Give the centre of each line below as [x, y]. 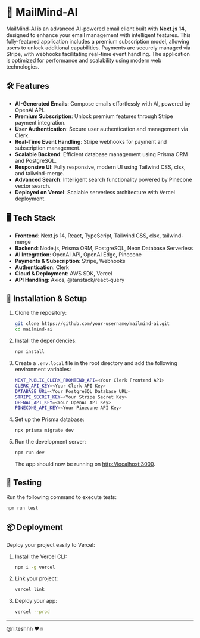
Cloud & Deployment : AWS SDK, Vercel [63, 273]
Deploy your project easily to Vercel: [51, 544]
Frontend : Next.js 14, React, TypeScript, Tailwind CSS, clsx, [88, 236]
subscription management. [48, 148]
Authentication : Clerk [42, 267]
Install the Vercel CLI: [41, 556]
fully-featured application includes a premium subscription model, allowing [98, 41]
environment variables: [43, 369]
